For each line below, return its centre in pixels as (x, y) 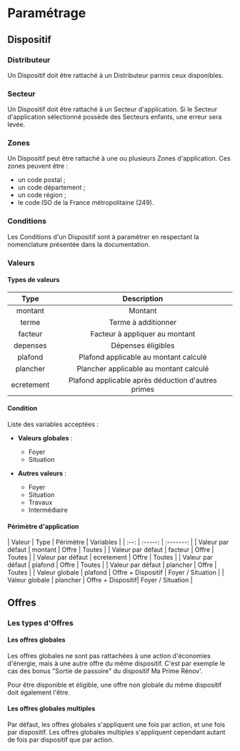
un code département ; (51, 188)
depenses (30, 346)
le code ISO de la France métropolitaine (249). (86, 203)
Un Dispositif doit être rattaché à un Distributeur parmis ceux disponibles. (115, 75)
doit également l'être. (39, 692)
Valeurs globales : (45, 438)
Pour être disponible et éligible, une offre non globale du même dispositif (115, 685)
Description (143, 298)
